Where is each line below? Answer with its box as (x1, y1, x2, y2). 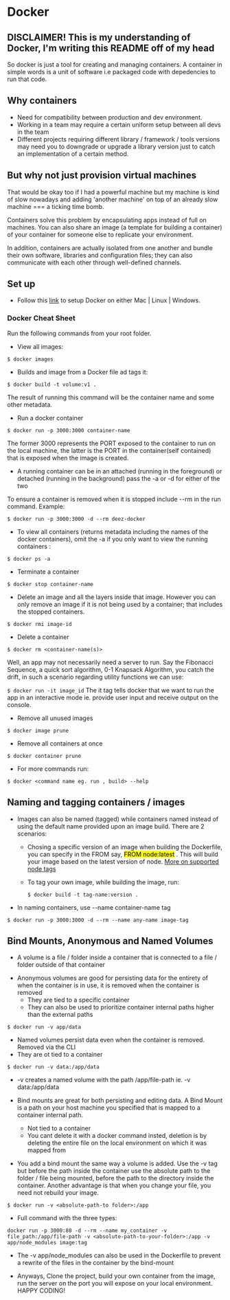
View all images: (16, 342, 64, 350)
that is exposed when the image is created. (7, 453, 129, 462)
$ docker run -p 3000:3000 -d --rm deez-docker (7, 515, 146, 522)
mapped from (27, 1146, 67, 1154)
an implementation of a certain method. (16, 149, 129, 158)
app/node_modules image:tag (7, 1240, 88, 1246)
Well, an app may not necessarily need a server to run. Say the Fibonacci (7, 658, 214, 666)
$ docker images (7, 355, 54, 363)
